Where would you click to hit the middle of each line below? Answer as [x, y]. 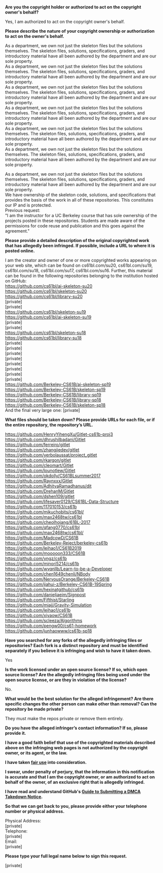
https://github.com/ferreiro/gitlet [38, 445]
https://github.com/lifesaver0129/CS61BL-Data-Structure [62, 502]
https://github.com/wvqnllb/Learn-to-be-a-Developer [59, 569]
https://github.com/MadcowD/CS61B [42, 538]
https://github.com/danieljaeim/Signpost [45, 594]
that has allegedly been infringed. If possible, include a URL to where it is [80, 246]
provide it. [16, 733]
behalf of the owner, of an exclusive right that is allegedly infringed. [75, 782]
